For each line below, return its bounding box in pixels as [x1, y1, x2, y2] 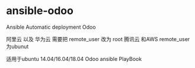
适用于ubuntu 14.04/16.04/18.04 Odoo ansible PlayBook [6, 55, 142, 62]
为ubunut [6, 43, 29, 50]
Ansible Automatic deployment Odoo [6, 23, 96, 30]
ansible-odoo [6, 4, 74, 18]
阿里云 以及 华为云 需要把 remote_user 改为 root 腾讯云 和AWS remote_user [6, 35, 190, 42]
